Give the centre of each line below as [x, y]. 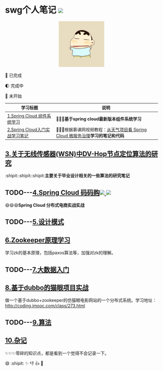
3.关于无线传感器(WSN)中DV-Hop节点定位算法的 [78, 154]
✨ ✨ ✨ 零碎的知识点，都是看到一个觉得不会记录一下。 [57, 353]
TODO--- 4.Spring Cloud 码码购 [52, 192]
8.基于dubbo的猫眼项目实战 [47, 288]
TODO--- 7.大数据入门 [37, 269]
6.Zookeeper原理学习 [38, 240]
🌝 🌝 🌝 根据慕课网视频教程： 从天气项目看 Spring [101, 129]
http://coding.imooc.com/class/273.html [45, 306]
